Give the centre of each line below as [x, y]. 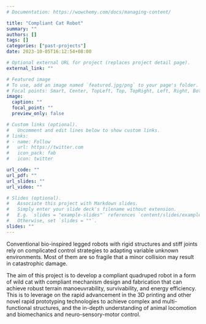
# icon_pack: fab [31, 153]
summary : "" [21, 29]
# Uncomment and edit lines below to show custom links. [83, 130]
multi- [170, 301]
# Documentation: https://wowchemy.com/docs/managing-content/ [89, 12]
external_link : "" [30, 68]
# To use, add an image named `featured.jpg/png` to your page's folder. [103, 85]
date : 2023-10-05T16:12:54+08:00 [49, 52]
